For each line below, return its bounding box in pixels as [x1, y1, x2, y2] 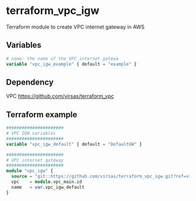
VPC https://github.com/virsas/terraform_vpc [6, 93, 114, 100]
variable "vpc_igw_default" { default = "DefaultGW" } [6, 141, 142, 147]
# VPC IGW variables [6, 131, 57, 136]
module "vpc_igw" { [6, 168, 54, 174]
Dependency [6, 77, 54, 87]
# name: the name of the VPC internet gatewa [6, 55, 118, 62]
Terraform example [6, 110, 78, 119]
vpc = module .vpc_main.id [11, 179, 82, 185]
